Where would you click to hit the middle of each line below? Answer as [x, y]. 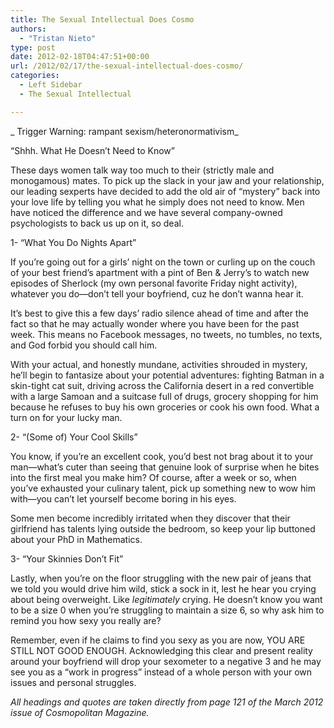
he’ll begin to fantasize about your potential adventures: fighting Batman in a [167, 375]
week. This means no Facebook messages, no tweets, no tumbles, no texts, [166, 334]
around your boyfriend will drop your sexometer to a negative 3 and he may [166, 661]
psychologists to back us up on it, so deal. [97, 223]
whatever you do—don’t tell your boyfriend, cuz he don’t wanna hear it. [157, 293]
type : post [33, 47]
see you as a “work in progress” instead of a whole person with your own [161, 672]
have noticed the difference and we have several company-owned [146, 212]
